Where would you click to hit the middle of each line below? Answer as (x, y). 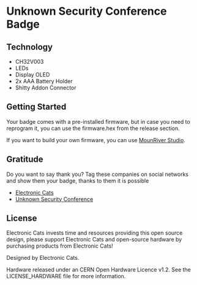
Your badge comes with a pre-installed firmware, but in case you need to (98, 121)
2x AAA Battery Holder (44, 81)
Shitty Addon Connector (46, 88)
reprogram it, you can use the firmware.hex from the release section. (93, 128)
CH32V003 (29, 62)
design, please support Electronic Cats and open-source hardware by (94, 240)
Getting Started (36, 107)
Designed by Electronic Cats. (43, 258)
